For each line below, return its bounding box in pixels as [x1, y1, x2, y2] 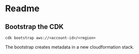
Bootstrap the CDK [5, 23, 64, 31]
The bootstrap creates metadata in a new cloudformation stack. [5, 44, 135, 50]
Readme [5, 3, 40, 14]
